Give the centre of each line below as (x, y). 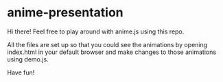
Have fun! (21, 72)
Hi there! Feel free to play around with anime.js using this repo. (96, 31)
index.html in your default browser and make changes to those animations (112, 52)
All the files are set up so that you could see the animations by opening (107, 44)
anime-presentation (65, 13)
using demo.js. (28, 59)
